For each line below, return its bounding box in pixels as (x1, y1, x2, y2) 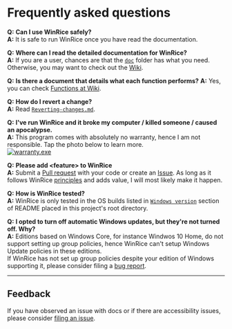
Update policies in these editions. (7, 247, 102, 255)
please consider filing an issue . (7, 314, 95, 322)
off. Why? (7, 224, 36, 233)
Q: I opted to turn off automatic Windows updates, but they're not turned (7, 217, 220, 226)
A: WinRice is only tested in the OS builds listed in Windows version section (7, 196, 220, 205)
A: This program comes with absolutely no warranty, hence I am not (7, 133, 201, 141)
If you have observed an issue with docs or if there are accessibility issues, (7, 306, 221, 314)
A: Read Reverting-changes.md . (7, 105, 95, 113)
